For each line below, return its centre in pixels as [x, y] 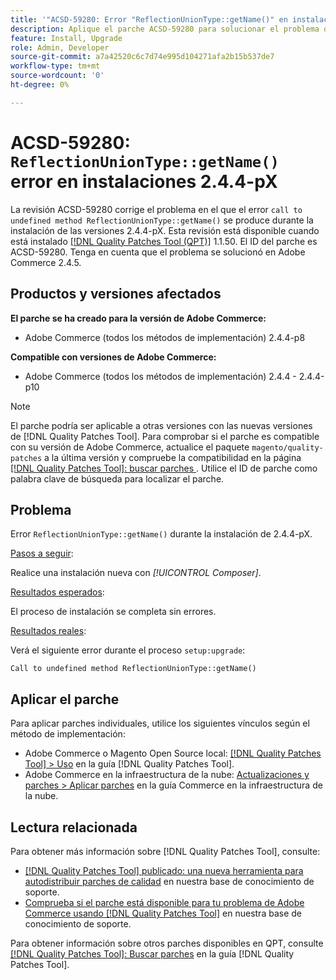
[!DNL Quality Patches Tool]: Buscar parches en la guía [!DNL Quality [152, 953]
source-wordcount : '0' [57, 76]
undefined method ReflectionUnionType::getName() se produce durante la [162, 220]
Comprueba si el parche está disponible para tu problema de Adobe [164, 902]
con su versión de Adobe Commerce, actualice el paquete [130, 447]
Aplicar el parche [65, 699]
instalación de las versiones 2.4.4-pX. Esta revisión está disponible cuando [165, 230]
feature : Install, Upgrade [66, 38]
